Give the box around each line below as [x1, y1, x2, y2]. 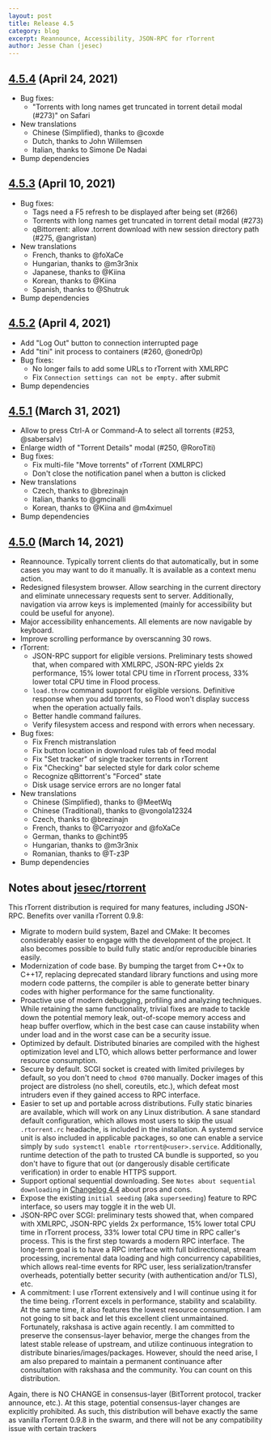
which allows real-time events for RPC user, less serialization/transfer [19, 1262, 252, 1271]
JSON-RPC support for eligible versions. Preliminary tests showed [32, 651, 253, 661]
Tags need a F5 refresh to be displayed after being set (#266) [32, 207, 239, 217]
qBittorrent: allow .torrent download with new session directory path [32, 224, 260, 234]
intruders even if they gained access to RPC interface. [19, 1090, 201, 1099]
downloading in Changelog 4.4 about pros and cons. [19, 1184, 193, 1194]
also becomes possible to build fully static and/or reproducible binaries [19, 944, 257, 953]
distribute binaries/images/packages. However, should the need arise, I [19, 1348, 258, 1357]
